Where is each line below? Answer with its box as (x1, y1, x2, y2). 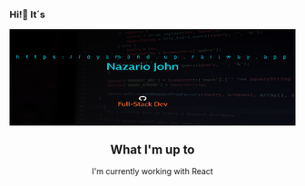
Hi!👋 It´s (9, 8, 45, 21)
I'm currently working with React (92, 166, 213, 177)
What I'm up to (110, 142, 195, 157)
